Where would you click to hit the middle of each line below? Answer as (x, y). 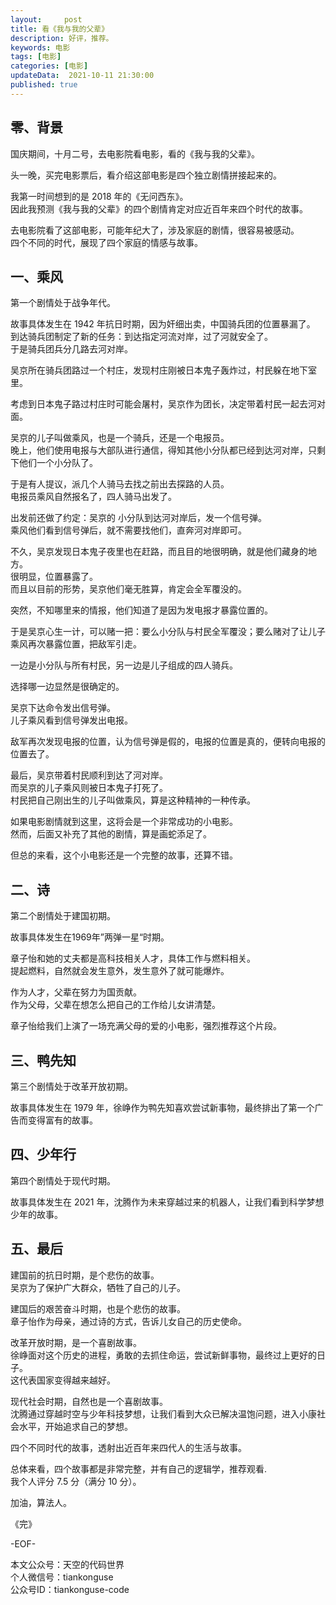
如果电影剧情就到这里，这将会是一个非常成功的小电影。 (124, 822)
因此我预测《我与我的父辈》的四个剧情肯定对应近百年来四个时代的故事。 (159, 208)
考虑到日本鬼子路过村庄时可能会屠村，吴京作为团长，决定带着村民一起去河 (163, 404)
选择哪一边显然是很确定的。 (67, 687)
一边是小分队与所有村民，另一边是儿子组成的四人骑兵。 (124, 665)
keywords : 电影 (40, 47)
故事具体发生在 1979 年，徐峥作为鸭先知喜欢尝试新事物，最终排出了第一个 (162, 1107)
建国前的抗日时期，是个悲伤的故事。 (85, 1275)
